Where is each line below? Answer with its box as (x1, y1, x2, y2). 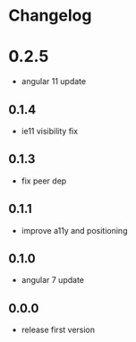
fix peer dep (21, 175, 67, 186)
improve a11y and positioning (21, 225, 128, 235)
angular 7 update (21, 275, 85, 286)
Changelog (8, 5, 92, 26)
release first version (21, 324, 96, 336)
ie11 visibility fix (21, 125, 78, 136)
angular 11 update (21, 76, 87, 87)
